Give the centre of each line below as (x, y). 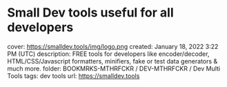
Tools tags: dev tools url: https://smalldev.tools (73, 76)
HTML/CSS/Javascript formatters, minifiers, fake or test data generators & (112, 61)
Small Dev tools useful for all (90, 13)
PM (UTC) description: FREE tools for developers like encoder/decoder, (108, 54)
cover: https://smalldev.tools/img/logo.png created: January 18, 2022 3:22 (113, 46)
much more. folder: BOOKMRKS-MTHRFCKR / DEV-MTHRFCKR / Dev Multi (114, 68)
